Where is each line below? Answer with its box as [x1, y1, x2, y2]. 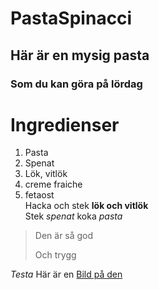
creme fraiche [24, 178, 83, 191]
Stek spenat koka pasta [24, 210, 123, 222]
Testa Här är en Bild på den [10, 268, 123, 281]
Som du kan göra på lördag [10, 77, 143, 91]
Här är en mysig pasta [10, 47, 150, 64]
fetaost [24, 189, 55, 201]
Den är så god [34, 230, 94, 242]
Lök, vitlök [24, 168, 68, 180]
